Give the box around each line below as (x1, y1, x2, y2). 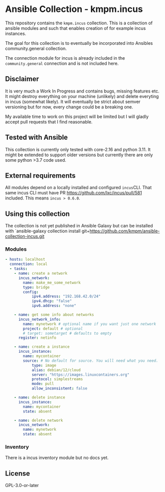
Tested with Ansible (5, 133, 68, 142)
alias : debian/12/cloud (31, 367, 81, 373)
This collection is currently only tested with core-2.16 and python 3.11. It (5, 146, 151, 152)
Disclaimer (5, 75, 39, 83)
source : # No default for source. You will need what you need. (23, 358, 159, 363)
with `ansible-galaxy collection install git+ (5, 228, 90, 234)
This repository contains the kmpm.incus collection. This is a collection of (5, 20, 153, 26)
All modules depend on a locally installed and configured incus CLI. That (5, 185, 152, 191)
